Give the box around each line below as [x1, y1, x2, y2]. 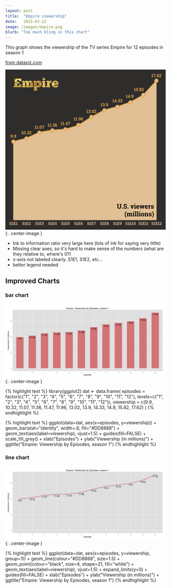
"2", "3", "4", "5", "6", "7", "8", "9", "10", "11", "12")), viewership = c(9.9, [5, 399, 153, 405]
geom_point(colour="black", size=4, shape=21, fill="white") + [5, 561, 134, 567]
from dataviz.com [5, 59, 42, 66]
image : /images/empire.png [5, 24, 63, 29]
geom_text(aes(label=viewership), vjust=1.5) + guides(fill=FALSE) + [5, 430, 146, 437]
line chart [5, 454, 30, 461]
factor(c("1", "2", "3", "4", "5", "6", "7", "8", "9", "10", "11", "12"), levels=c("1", [5, 393, 164, 399]
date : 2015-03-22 [5, 19, 47, 24]
